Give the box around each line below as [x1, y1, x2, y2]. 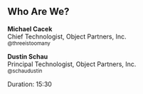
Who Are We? [7, 6, 70, 18]
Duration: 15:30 [7, 80, 52, 88]
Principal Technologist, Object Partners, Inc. [7, 60, 137, 68]
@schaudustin [7, 67, 43, 74]
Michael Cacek [7, 24, 53, 33]
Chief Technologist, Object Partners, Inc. [7, 32, 127, 41]
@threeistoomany [7, 39, 51, 47]
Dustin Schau [7, 52, 48, 61]
